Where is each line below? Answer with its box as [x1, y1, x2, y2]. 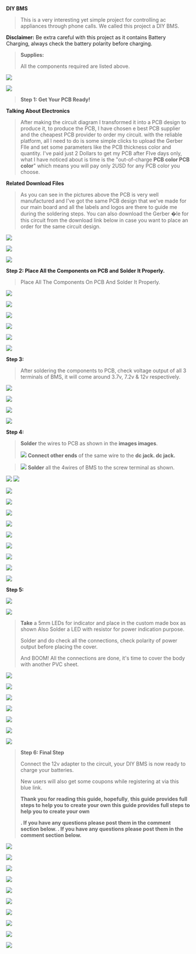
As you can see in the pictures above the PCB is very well [20, 191, 159, 198]
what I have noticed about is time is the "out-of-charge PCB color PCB [20, 156, 190, 163]
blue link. [20, 784, 43, 791]
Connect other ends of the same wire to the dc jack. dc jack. [27, 452, 176, 459]
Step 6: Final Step [20, 749, 64, 756]
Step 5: [6, 586, 24, 593]
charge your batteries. [20, 767, 74, 773]
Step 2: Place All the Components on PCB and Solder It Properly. [6, 267, 165, 274]
